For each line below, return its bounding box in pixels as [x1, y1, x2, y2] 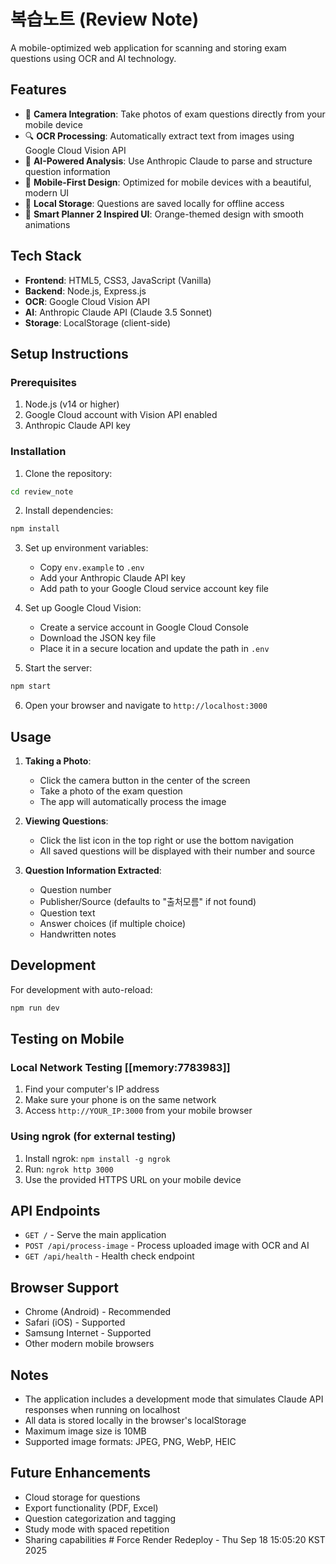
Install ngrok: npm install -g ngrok [24, 1152, 171, 1164]
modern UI [24, 186, 70, 199]
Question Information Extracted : [24, 864, 162, 876]
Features [10, 81, 67, 99]
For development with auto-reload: [10, 983, 153, 995]
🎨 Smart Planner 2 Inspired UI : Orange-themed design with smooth [24, 208, 304, 220]
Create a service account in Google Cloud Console [39, 621, 250, 634]
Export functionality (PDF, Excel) [24, 1501, 159, 1514]
